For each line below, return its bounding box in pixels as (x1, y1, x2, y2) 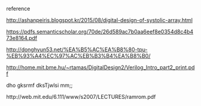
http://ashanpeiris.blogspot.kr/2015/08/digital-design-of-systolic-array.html (6, 17, 193, 23)
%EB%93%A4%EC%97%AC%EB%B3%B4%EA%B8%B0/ (6, 52, 151, 59)
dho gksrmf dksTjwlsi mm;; (6, 82, 73, 89)
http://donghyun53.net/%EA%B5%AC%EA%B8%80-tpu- (6, 46, 148, 53)
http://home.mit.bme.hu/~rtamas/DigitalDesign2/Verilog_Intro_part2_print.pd (6, 64, 195, 71)
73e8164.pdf (6, 35, 38, 41)
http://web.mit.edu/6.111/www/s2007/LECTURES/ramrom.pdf (6, 93, 156, 100)
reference (6, 5, 31, 12)
